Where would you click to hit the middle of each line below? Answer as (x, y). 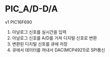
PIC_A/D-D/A (31, 9)
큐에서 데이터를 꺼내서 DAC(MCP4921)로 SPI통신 (58, 50)
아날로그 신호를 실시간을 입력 (39, 32)
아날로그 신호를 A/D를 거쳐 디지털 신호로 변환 (55, 38)
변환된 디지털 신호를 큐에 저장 (40, 44)
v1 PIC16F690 (19, 22)
